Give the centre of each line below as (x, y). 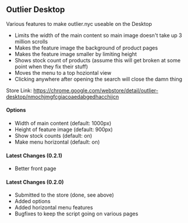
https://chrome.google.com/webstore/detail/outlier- (96, 90)
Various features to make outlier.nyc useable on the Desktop (79, 24)
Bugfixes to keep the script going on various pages (76, 214)
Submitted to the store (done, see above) (64, 195)
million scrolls (31, 41)
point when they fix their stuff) (51, 66)
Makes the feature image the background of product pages (86, 48)
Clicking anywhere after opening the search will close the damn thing (98, 79)
